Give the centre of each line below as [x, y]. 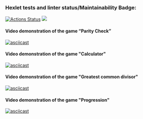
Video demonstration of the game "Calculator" [56, 54]
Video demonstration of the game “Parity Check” [58, 31]
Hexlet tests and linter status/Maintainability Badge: [71, 8]
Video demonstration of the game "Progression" [58, 100]
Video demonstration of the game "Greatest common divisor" [72, 77]
